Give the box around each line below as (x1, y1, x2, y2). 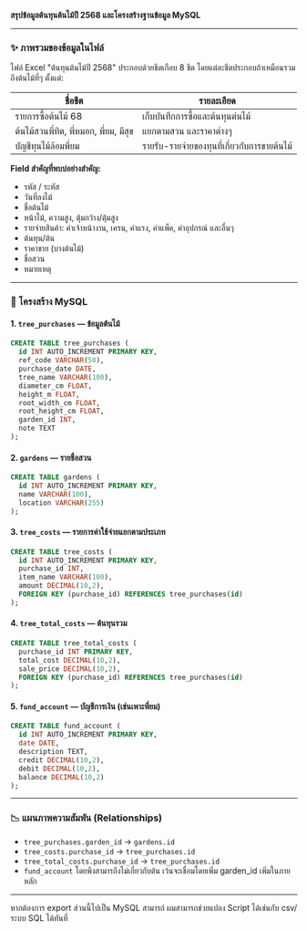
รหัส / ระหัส (23, 182, 60, 193)
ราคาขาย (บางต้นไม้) (23, 243, 85, 254)
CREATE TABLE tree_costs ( (10, 547, 113, 557)
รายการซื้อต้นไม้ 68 (15, 110, 83, 123)
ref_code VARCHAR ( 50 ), (18, 356, 105, 365)
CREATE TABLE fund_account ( (10, 722, 121, 731)
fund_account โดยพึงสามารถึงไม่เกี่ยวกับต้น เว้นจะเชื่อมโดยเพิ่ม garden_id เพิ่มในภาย (23, 864, 291, 876)
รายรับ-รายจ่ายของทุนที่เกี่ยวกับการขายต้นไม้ (141, 140, 292, 152)
